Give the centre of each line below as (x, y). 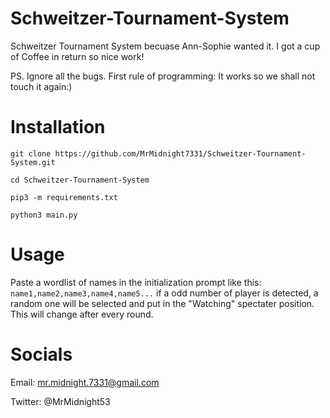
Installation (58, 127)
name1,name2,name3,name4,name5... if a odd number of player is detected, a (164, 293)
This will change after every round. (82, 314)
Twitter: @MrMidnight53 (60, 401)
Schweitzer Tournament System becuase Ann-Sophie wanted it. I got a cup (165, 46)
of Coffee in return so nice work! (77, 56)
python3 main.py (44, 215)
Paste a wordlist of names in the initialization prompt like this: (136, 282)
